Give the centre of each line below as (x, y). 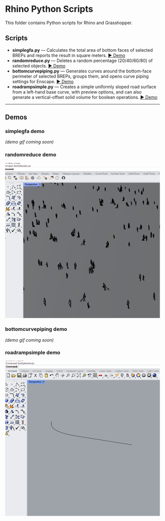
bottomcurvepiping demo (36, 329)
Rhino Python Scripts (49, 9)
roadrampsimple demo (33, 353)
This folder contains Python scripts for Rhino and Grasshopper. (69, 23)
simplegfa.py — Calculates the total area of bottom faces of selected (82, 50)
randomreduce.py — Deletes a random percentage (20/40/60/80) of (82, 61)
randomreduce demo (31, 155)
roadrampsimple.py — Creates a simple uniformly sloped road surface (84, 87)
